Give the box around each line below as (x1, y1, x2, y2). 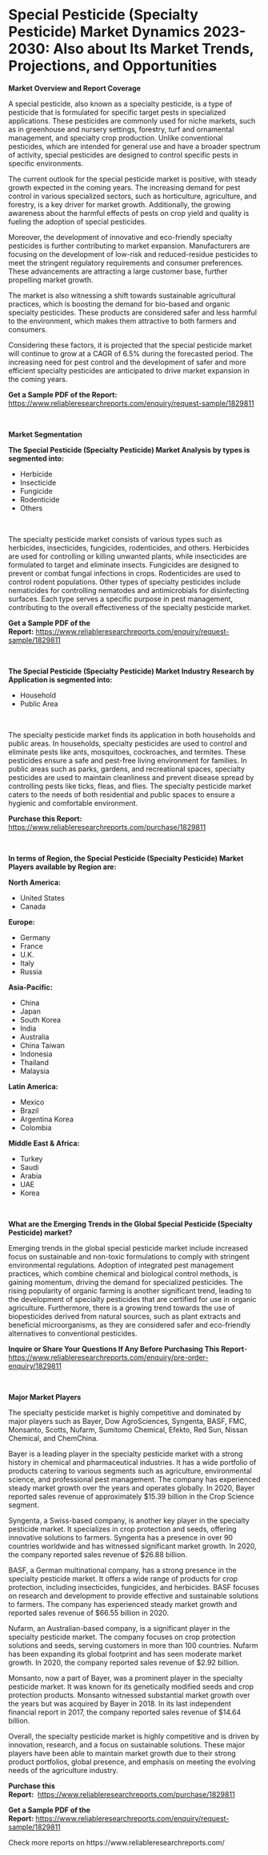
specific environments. (8, 158, 84, 168)
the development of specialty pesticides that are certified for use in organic (8, 1294, 257, 1304)
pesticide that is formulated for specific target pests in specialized (8, 107, 226, 117)
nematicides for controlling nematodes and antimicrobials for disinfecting (8, 585, 250, 595)
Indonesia (19, 1049, 53, 1059)
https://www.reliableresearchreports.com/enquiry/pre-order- (8, 1353, 209, 1362)
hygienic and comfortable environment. (8, 798, 138, 807)
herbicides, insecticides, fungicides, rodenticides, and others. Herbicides (8, 543, 250, 552)
